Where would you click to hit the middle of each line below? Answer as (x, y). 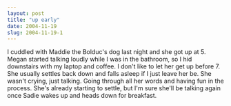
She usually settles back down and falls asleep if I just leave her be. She (109, 74)
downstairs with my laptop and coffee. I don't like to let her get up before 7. (114, 66)
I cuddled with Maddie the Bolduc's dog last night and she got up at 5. (107, 52)
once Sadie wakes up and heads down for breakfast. (82, 96)
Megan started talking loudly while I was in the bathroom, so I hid (100, 59)
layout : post (26, 13)
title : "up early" (33, 20)
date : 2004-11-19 (32, 26)
